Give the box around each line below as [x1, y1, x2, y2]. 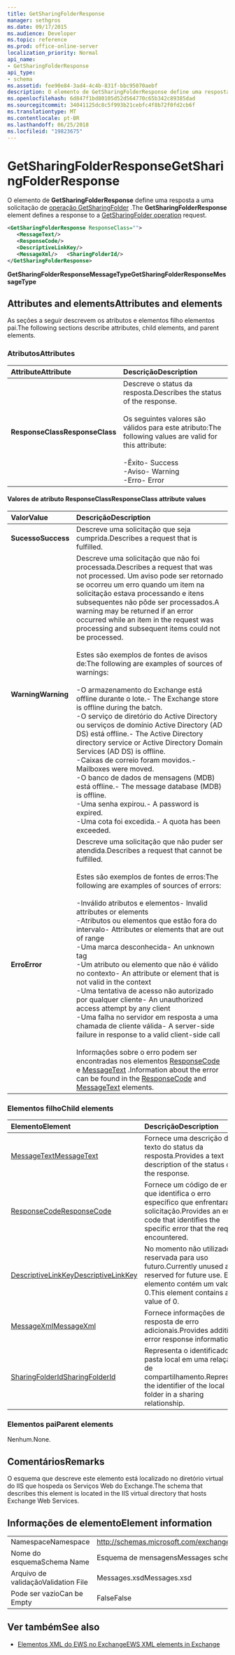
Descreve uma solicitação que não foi [76, 553, 200, 563]
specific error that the [144, 1224, 215, 1234]
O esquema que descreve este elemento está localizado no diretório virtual [7, 1475, 224, 1483]
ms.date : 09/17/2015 [7, 23, 68, 30]
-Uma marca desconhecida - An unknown [76, 942, 215, 952]
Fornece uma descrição [144, 1134, 222, 1143]
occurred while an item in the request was [76, 615, 215, 625]
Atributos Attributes [7, 349, 76, 359]
